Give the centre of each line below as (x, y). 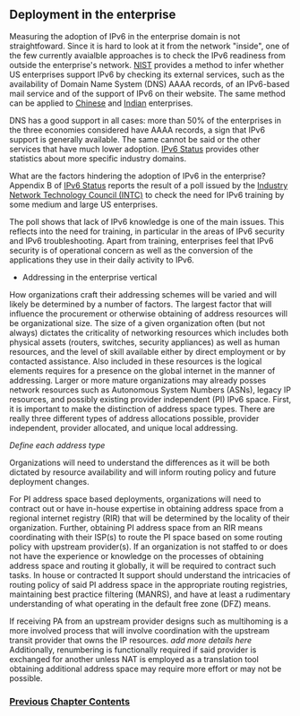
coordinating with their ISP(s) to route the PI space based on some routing (146, 537)
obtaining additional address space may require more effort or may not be (146, 669)
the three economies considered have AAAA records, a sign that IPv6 (137, 130)
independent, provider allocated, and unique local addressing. (124, 427)
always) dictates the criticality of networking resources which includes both (149, 332)
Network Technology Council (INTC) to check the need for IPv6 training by (147, 194)
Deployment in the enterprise (93, 15)
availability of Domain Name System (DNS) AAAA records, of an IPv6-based (150, 83)
